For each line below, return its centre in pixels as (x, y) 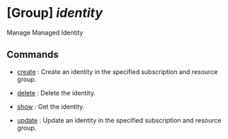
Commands (33, 55)
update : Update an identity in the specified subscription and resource (119, 120)
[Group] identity (55, 13)
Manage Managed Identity (45, 32)
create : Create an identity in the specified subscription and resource (117, 71)
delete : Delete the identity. (56, 92)
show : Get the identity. (51, 107)
